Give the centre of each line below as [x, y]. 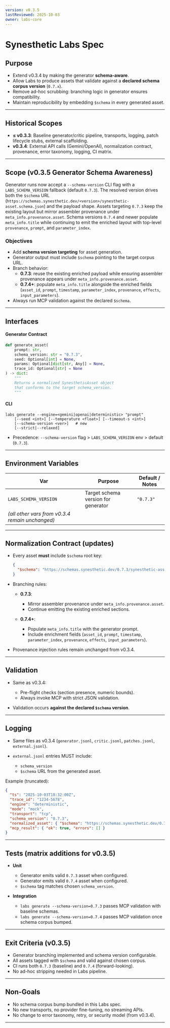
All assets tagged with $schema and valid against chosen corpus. [79, 960]
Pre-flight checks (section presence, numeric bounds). [77, 692]
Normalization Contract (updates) [59, 543]
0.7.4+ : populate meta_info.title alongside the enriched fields [86, 285]
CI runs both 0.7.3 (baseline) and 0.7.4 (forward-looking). [73, 965]
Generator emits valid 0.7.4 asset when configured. [74, 881]
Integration [25, 896]
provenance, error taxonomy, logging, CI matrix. [62, 152]
